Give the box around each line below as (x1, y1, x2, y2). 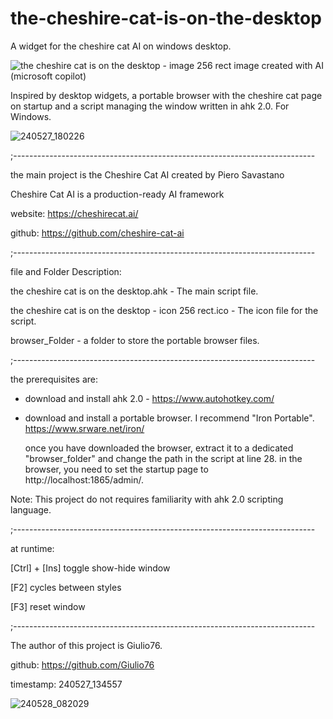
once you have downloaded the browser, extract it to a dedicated (24, 442, 294, 454)
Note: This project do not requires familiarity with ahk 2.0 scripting (10, 493, 284, 505)
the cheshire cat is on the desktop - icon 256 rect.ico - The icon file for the (10, 304, 319, 316)
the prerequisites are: (10, 373, 98, 385)
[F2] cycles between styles (10, 581, 122, 593)
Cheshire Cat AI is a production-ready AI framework (10, 188, 225, 200)
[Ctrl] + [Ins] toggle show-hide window (10, 562, 171, 574)
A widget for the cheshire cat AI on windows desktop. (10, 40, 232, 52)
